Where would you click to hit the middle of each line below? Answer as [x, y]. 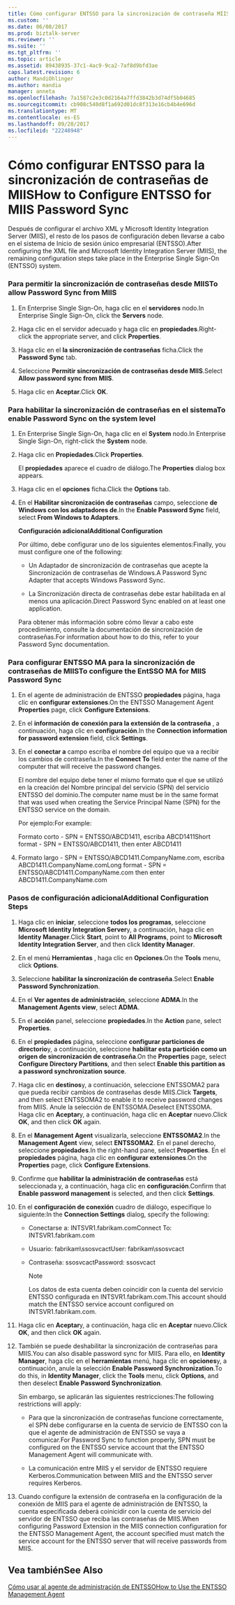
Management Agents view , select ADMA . [79, 1007]
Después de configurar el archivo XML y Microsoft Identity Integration [108, 229]
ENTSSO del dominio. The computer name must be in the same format [118, 795]
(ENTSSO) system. [35, 266]
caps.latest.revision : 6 [44, 72]
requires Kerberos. [55, 1483]
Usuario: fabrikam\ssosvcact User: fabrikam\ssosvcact [106, 1248]
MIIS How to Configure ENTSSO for [110, 194]
